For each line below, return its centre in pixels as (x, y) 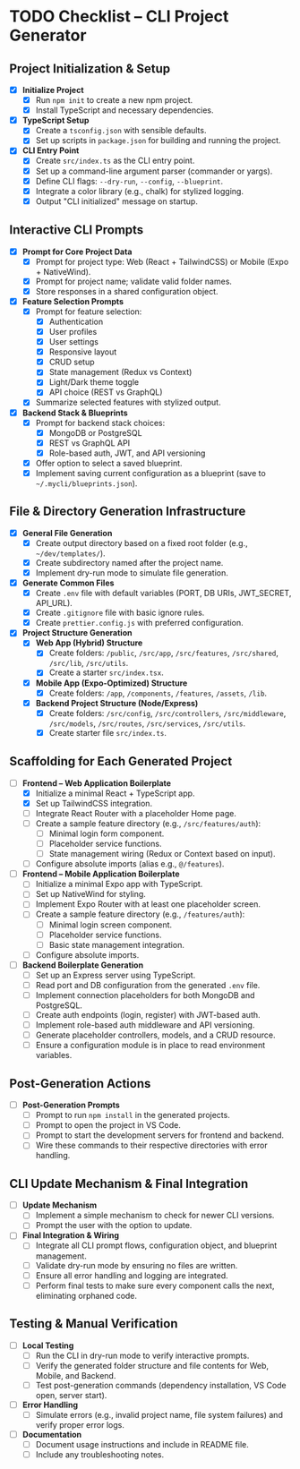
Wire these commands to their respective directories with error (152, 1145)
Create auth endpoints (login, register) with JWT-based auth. (148, 1015)
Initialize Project (53, 90)
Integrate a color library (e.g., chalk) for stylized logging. (140, 191)
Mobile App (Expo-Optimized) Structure (111, 683)
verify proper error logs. (80, 1424)
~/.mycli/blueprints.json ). (86, 483)
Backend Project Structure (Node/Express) (117, 703)
